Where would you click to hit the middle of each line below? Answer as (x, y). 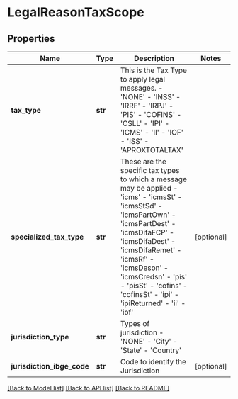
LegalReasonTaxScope (76, 12)
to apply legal (142, 79)
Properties (31, 39)
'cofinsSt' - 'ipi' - (149, 294)
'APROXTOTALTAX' (152, 150)
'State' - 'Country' (151, 350)
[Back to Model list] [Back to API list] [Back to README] (89, 388)
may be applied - (149, 188)
